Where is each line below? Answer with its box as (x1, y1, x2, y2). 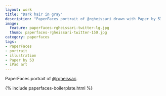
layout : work (5, 7, 32, 12)
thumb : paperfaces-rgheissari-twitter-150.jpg (9, 30, 107, 35)
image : (5, 21, 19, 26)
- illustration (5, 53, 37, 58)
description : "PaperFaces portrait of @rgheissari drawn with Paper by (5, 16, 156, 21)
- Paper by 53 (5, 58, 35, 63)
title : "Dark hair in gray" (5, 12, 63, 17)
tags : (5, 39, 16, 44)
